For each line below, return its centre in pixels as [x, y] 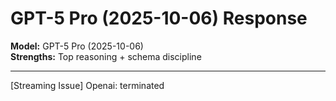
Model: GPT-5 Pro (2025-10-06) [77, 46]
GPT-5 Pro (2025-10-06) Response [159, 18]
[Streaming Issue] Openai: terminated [87, 85]
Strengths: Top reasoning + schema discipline [106, 56]
